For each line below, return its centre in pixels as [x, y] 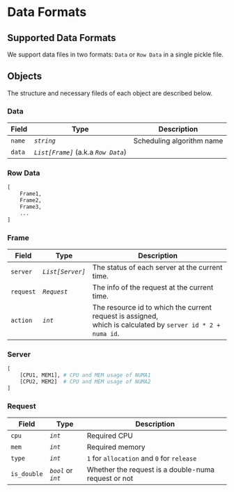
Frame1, [31, 194]
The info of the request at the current [153, 287]
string [45, 141]
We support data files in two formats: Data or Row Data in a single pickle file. [116, 54]
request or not [110, 479]
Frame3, [31, 207]
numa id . [106, 333]
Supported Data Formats [62, 38]
